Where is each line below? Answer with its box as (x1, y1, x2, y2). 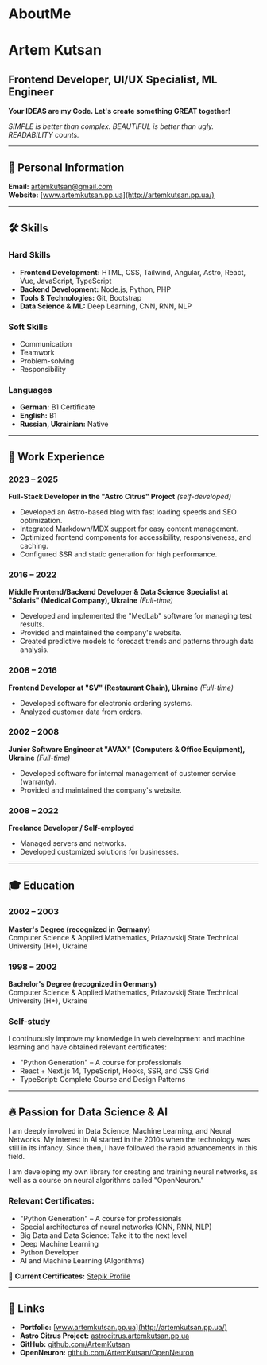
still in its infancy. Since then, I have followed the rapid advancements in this (8, 1143, 257, 1153)
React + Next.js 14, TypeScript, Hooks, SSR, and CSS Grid (19, 1066, 209, 1076)
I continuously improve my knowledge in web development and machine (8, 1034, 245, 1044)
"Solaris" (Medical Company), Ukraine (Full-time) (8, 595, 173, 605)
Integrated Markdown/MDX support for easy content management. (19, 524, 239, 533)
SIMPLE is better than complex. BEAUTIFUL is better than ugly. (8, 122, 215, 131)
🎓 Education (8, 878, 75, 892)
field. (8, 1152, 25, 1161)
